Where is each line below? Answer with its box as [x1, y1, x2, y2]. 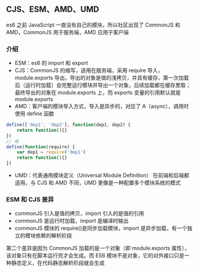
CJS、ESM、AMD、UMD [6, 4, 99, 15]
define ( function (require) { [6, 144, 76, 150]
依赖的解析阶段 [35, 232, 72, 239]
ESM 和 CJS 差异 [6, 196, 54, 204]
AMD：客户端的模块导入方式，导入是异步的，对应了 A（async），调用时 [14, 103, 189, 110]
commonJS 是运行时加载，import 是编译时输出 [14, 217, 129, 225]
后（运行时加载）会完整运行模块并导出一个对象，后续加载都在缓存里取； [14, 82, 191, 89]
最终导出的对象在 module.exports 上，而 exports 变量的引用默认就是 [14, 89, 181, 96]
